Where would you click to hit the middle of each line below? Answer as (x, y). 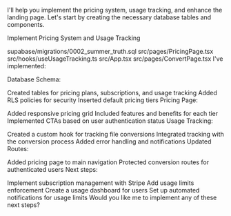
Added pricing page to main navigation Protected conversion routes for (108, 162)
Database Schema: (34, 79)
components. (26, 24)
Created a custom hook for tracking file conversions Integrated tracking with (115, 134)
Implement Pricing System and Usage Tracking (74, 38)
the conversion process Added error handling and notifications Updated (109, 141)
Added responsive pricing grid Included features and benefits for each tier (113, 114)
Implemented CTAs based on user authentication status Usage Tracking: (110, 121)
